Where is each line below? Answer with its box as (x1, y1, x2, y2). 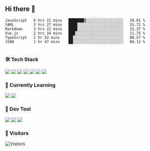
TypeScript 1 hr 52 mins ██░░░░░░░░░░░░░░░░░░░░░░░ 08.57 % (5, 35, 146, 40)
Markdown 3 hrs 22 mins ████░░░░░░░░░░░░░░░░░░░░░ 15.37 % (5, 26, 146, 31)
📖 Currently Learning (5, 82, 56, 89)
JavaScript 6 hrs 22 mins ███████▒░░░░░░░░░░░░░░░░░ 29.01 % (5, 18, 146, 23)
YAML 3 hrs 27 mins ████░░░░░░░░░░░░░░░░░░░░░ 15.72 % (5, 22, 146, 27)
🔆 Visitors (5, 129, 29, 136)
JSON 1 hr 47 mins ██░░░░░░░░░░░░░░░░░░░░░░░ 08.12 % (5, 39, 146, 44)
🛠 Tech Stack (5, 56, 39, 63)
